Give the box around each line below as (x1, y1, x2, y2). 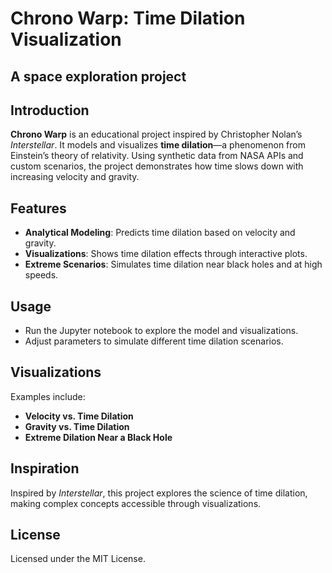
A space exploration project (10, 68, 187, 85)
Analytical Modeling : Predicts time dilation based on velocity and (24, 227, 296, 239)
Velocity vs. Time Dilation (24, 410, 134, 422)
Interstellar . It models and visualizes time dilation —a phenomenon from (10, 139, 306, 151)
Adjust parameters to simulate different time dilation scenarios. (24, 335, 284, 347)
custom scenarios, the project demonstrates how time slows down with (10, 160, 304, 172)
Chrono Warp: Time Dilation (10, 7, 246, 30)
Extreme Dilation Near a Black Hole (24, 431, 173, 443)
